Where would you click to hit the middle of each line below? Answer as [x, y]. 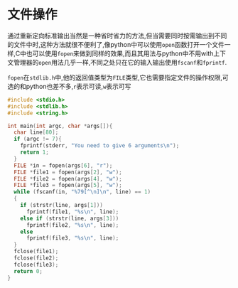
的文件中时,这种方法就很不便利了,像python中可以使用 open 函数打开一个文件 [116, 44]
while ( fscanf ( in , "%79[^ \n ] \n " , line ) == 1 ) [82, 192]
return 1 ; [35, 153]
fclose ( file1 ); [36, 252]
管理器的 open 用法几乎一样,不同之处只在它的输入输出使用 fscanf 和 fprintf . [120, 62]
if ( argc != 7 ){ [38, 139]
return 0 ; [28, 271]
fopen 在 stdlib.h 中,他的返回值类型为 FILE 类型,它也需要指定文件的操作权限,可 [118, 77]
